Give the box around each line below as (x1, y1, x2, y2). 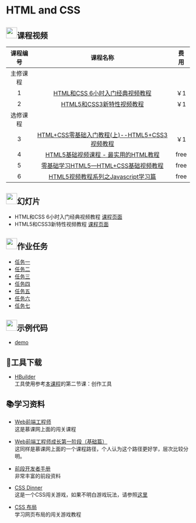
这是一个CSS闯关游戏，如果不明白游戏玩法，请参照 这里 (14, 491, 148, 498)
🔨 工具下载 (6, 357, 42, 367)
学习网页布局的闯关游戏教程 (14, 511, 82, 518)
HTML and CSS (6, 4, 80, 17)
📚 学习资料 (6, 399, 45, 409)
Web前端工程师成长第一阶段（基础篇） (14, 438, 108, 445)
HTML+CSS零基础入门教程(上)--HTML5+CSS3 (37, 131, 168, 139)
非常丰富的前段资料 (14, 473, 61, 480)
